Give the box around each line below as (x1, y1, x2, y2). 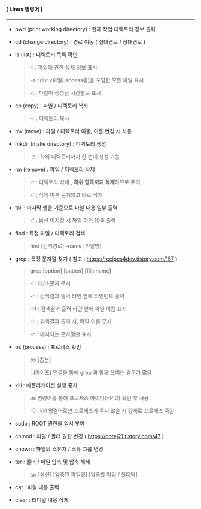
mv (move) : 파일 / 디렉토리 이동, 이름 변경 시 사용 (14, 128, 132, 135)
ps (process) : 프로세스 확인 (14, 343, 81, 351)
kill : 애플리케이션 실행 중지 (14, 382, 78, 389)
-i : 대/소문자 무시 (29, 280, 71, 287)
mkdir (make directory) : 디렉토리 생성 (14, 140, 106, 148)
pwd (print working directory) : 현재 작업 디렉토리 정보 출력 (14, 26, 156, 33)
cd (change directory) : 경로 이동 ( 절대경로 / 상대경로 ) (14, 38, 146, 46)
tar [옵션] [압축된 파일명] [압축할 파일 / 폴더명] (29, 471, 138, 478)
